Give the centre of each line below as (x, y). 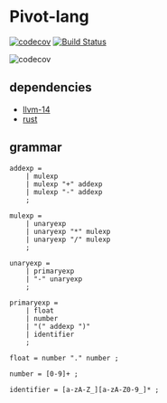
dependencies (51, 88)
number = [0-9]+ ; (44, 374)
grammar (36, 148)
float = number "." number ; (64, 358)
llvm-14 (36, 109)
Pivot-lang (50, 17)
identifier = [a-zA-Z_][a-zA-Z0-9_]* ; (84, 389)
